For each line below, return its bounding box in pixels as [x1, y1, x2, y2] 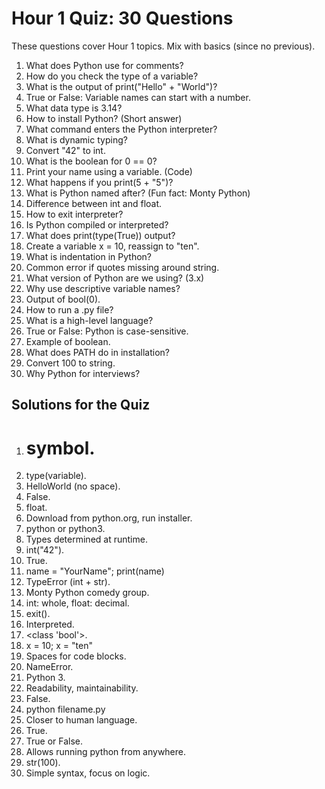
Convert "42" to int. [25, 144, 106, 156]
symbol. [25, 437, 96, 459]
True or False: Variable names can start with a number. [25, 91, 251, 103]
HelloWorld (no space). [25, 480, 121, 492]
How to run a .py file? [25, 303, 114, 316]
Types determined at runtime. [25, 533, 148, 546]
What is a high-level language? [25, 314, 154, 326]
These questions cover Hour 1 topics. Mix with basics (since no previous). [11, 40, 316, 52]
